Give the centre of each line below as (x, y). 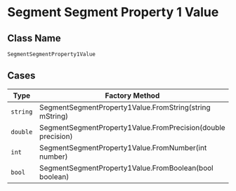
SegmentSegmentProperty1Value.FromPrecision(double (133, 127)
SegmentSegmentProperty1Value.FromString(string (125, 107)
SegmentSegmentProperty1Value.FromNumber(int (123, 147)
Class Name (34, 38)
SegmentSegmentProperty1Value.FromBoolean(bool (126, 168)
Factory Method (132, 95)
